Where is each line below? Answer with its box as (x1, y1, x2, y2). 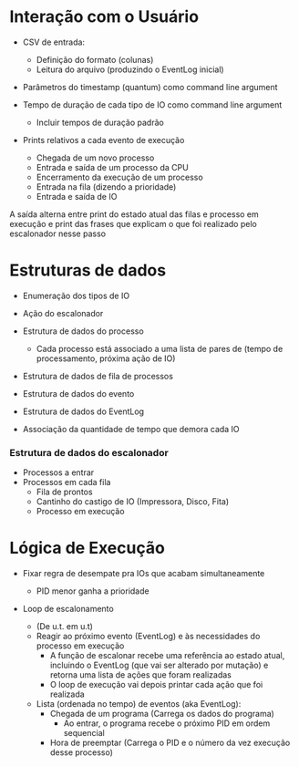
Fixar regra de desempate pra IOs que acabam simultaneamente (22, 568, 265, 579)
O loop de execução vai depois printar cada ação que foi (49, 679, 263, 690)
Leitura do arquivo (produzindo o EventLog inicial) (36, 64, 225, 75)
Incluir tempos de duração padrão (36, 117, 164, 128)
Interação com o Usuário (9, 6, 199, 27)
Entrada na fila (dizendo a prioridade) (36, 181, 177, 192)
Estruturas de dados (9, 260, 167, 281)
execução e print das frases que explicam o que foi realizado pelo (9, 218, 257, 229)
